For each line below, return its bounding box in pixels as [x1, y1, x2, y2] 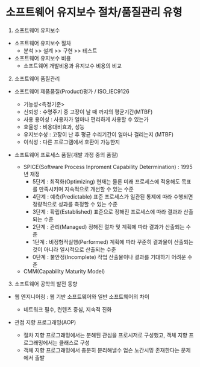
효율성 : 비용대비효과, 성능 [23, 123, 85, 130]
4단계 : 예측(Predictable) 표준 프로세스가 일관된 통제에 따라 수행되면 [32, 193, 193, 200]
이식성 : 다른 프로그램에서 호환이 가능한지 [23, 138, 120, 145]
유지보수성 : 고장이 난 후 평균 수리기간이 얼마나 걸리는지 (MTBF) [23, 130, 174, 138]
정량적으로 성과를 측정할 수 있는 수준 [32, 200, 118, 208]
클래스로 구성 [58, 339, 90, 346]
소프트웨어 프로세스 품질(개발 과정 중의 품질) [14, 151, 119, 158]
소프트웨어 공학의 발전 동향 [14, 280, 78, 287]
